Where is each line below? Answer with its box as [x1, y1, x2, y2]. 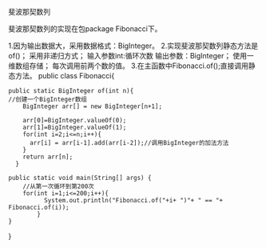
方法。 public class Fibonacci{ [14, 71, 115, 80]
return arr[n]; [22, 153, 73, 161]
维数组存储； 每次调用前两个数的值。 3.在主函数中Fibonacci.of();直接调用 [8, 61, 249, 70]
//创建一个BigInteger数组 [8, 95, 88, 103]
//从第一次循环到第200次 [22, 182, 94, 190]
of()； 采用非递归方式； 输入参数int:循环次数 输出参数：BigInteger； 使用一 [8, 51, 254, 60]
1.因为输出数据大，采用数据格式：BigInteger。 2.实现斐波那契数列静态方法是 [8, 41, 259, 50]
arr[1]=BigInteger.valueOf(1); [22, 123, 127, 131]
